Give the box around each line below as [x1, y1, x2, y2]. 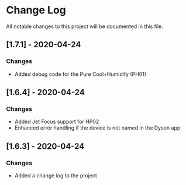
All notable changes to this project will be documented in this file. [6, 23, 164, 30]
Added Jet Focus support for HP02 [14, 118, 99, 125]
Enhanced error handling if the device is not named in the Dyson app [14, 124, 181, 131]
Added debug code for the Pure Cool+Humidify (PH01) [14, 71, 147, 78]
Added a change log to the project [14, 172, 98, 179]
